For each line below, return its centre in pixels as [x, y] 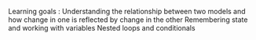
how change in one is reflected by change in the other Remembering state [128, 20]
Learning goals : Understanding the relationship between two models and [127, 11]
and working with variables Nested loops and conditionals [102, 28]
